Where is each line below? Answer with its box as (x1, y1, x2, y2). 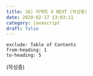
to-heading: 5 (6, 52, 42, 59)
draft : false (6, 25, 39, 32)
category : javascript (6, 20, 61, 26)
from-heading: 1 (6, 47, 47, 53)
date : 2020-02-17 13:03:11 (6, 14, 74, 20)
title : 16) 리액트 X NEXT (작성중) (6, 8, 88, 15)
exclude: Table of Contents (6, 42, 77, 48)
